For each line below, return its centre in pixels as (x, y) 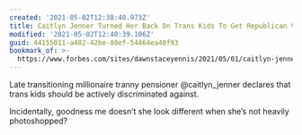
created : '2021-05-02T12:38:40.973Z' (80, 17)
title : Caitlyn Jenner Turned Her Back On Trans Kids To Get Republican (148, 26)
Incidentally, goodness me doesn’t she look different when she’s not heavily (149, 111)
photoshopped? (39, 121)
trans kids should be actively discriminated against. (104, 94)
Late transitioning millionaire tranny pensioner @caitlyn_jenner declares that (150, 84)
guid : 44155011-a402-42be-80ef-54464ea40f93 (94, 42)
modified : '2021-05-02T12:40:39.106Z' (82, 34)
